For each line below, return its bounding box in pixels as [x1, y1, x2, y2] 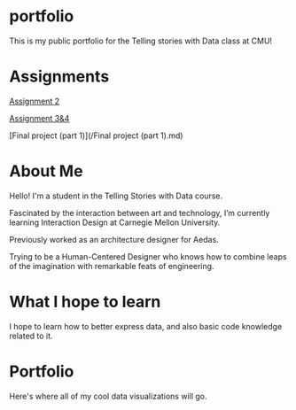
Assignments [9, 66, 110, 87]
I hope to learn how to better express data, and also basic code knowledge [9, 321, 283, 331]
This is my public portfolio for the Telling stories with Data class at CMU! [9, 35, 273, 46]
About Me [9, 161, 83, 182]
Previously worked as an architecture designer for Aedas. [9, 234, 219, 244]
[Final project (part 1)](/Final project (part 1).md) [9, 130, 183, 141]
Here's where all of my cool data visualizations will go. [9, 391, 207, 401]
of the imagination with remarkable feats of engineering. [9, 260, 214, 271]
